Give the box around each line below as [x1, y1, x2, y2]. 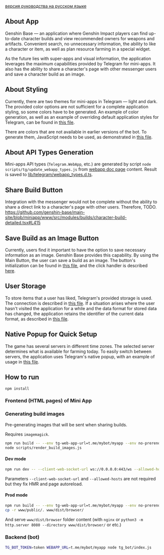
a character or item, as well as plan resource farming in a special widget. [5, 46, 151, 52]
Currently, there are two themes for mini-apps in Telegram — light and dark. [5, 98, 158, 104]
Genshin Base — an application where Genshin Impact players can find [5, 30, 148, 36]
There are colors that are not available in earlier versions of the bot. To [5, 129, 147, 134]
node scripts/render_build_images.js [5, 445, 82, 450]
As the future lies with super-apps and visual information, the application [5, 55, 151, 61]
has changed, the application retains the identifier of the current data [5, 311, 144, 317]
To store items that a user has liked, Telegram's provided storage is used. [5, 295, 153, 301]
